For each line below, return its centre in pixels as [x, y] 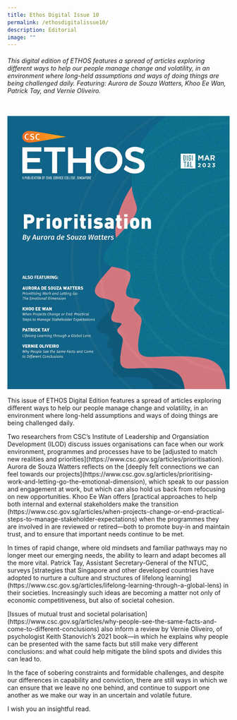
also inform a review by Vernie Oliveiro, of [162, 629]
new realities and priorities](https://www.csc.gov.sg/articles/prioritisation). [116, 460]
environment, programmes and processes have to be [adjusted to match [112, 452]
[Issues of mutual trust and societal [59, 614]
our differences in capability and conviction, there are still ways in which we [117, 680]
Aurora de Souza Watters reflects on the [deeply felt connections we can [113, 467]
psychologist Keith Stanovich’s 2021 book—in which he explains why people [118, 637]
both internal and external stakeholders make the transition [93, 504]
